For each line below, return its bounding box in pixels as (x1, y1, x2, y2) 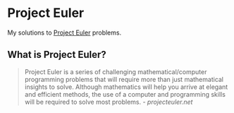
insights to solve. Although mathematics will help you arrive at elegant (24, 83, 228, 91)
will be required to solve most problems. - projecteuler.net (24, 97, 193, 106)
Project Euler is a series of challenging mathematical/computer (24, 67, 207, 76)
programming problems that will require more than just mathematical (24, 75, 224, 83)
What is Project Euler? (7, 49, 107, 61)
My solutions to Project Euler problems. (7, 28, 122, 37)
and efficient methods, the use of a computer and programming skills (24, 90, 226, 98)
